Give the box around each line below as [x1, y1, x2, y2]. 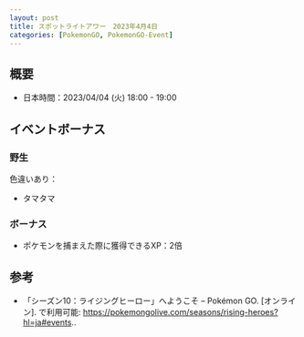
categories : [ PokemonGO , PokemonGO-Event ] [9, 30, 173, 39]
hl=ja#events [22, 316, 72, 328]
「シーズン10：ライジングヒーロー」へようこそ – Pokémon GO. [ [22, 295, 265, 306]
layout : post [9, 13, 59, 23]
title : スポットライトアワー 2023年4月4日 [9, 22, 158, 31]
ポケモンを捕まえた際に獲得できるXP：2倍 [22, 240, 183, 251]
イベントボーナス [9, 121, 106, 137]
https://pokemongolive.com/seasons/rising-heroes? [82, 306, 278, 317]
